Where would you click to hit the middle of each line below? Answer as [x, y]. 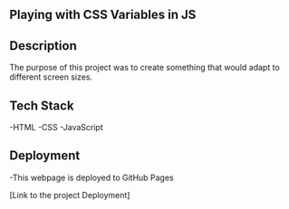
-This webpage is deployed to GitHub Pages [92, 177]
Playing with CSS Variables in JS [103, 15]
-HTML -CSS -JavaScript [56, 128]
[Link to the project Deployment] [70, 195]
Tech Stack [42, 105]
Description [43, 46]
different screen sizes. [51, 77]
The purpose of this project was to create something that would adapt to [145, 68]
